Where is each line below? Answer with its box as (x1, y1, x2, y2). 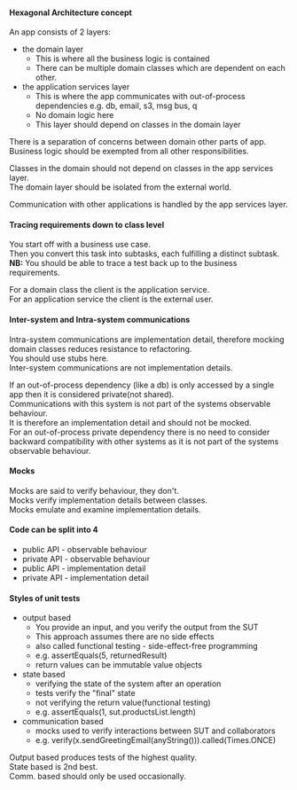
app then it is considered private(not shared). (9, 388, 175, 399)
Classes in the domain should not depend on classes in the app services (9, 163, 274, 174)
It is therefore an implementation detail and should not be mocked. (9, 417, 252, 427)
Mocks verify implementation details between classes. (9, 495, 208, 505)
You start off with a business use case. (9, 239, 151, 250)
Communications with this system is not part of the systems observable (9, 398, 271, 409)
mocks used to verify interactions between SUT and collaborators (35, 725, 277, 736)
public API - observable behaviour (21, 544, 148, 555)
